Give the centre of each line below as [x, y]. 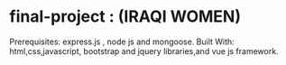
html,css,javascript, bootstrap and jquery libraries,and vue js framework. [144, 51]
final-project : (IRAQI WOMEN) [125, 17]
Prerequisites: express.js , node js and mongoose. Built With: [122, 42]
